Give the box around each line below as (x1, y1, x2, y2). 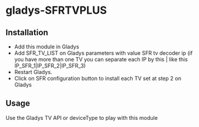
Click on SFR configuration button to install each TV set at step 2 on (14, 75, 182, 82)
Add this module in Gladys (14, 43, 79, 50)
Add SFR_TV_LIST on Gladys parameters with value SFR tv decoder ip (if (14, 49, 193, 57)
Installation (5, 27, 48, 38)
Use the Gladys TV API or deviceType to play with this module (5, 114, 158, 121)
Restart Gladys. (14, 69, 53, 75)
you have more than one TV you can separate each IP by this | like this (14, 56, 188, 63)
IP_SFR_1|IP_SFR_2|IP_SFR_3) (14, 62, 86, 69)
